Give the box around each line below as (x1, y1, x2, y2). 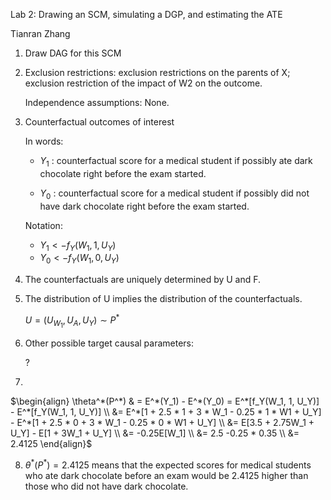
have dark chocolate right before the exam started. (39, 200, 250, 212)
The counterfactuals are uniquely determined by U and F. (24, 274, 262, 286)
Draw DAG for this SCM (24, 47, 122, 59)
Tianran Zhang (10, 28, 71, 39)
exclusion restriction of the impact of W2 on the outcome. (24, 77, 263, 89)
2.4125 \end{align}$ (10, 437, 93, 449)
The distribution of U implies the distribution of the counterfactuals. (24, 293, 303, 305)
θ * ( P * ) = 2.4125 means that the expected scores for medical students (24, 457, 312, 471)
